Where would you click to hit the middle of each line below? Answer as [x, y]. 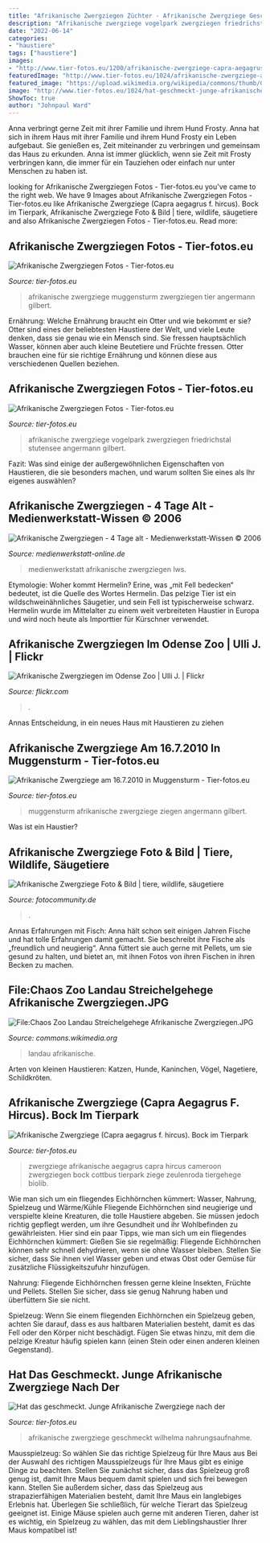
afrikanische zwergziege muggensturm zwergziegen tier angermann [141, 296]
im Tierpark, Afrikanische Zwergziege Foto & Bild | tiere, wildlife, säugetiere [133, 212]
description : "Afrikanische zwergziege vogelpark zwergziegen [115, 23]
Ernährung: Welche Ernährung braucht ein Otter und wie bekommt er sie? [130, 321]
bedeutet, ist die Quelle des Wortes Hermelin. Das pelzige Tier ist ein [122, 593]
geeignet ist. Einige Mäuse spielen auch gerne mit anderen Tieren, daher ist [133, 1513]
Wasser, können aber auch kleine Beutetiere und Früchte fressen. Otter [126, 346]
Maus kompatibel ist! [43, 1530]
